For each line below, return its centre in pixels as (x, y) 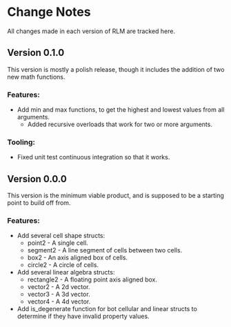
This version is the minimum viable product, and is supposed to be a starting (115, 196)
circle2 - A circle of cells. (63, 265)
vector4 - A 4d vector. (59, 301)
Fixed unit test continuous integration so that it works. (93, 157)
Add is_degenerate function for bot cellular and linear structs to (107, 309)
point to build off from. (39, 203)
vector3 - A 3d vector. (59, 295)
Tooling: (21, 142)
